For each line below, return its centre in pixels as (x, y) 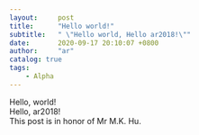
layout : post (42, 18)
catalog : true (36, 59)
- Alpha (40, 76)
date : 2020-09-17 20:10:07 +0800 (84, 43)
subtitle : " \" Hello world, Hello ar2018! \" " (100, 34)
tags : (19, 68)
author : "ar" (42, 51)
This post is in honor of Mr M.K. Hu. (75, 121)
